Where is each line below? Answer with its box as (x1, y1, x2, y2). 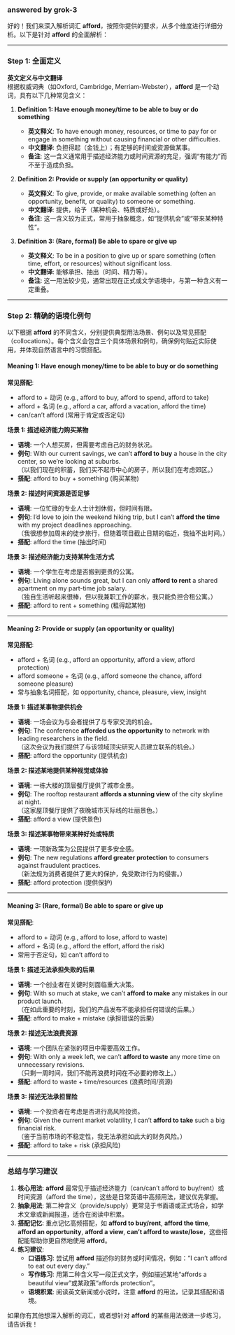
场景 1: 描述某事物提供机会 (7, 703, 83, 712)
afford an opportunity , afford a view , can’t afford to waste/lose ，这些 (17, 1227, 222, 1236)
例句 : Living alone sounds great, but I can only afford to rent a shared (17, 576, 218, 585)
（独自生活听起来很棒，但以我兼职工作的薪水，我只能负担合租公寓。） (17, 593, 217, 601)
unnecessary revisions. (17, 1060, 85, 1069)
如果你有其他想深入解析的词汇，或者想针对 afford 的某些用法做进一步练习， (7, 1311, 225, 1320)
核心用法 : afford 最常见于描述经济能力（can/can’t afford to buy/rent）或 (17, 1184, 225, 1192)
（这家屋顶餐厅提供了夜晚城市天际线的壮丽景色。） (17, 806, 162, 815)
